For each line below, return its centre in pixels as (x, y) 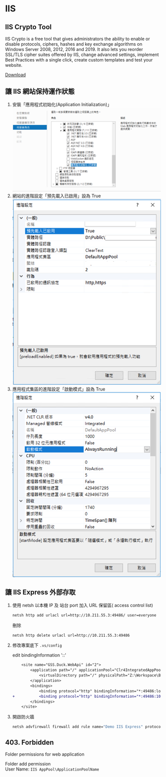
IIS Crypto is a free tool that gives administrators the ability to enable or (78, 39)
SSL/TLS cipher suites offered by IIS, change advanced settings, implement (82, 55)
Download (16, 75)
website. (14, 65)
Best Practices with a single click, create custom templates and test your (79, 60)
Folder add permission (28, 764)
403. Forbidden (30, 742)
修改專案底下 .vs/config (37, 645)
